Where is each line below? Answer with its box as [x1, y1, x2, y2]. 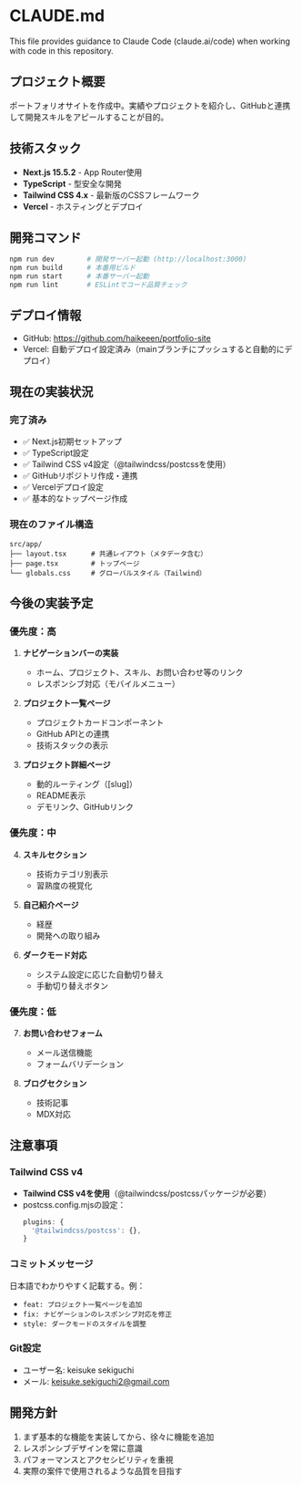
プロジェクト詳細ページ [22, 759, 111, 771]
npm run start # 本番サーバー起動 [9, 272, 150, 281]
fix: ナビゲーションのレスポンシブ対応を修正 [22, 1310, 173, 1319]
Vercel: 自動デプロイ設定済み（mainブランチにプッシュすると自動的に [22, 343, 285, 354]
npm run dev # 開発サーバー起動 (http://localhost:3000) [9, 254, 247, 265]
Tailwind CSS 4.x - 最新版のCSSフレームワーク [22, 189, 200, 201]
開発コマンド [9, 230, 82, 245]
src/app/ [9, 539, 43, 548]
